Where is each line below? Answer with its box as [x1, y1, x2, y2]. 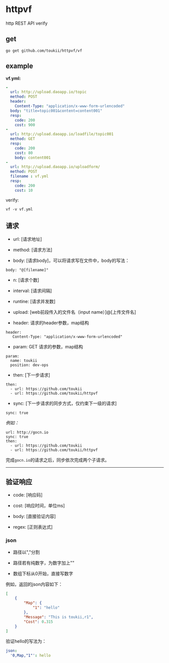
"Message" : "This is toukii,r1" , [24, 614, 94, 620]
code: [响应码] [13, 492, 43, 498]
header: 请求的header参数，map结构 [13, 320, 89, 326]
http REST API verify [6, 20, 48, 26]
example [6, 62, 34, 70]
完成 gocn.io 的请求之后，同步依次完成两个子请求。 [6, 457, 110, 463]
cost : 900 [15, 122, 36, 127]
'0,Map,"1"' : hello [10, 653, 51, 658]
